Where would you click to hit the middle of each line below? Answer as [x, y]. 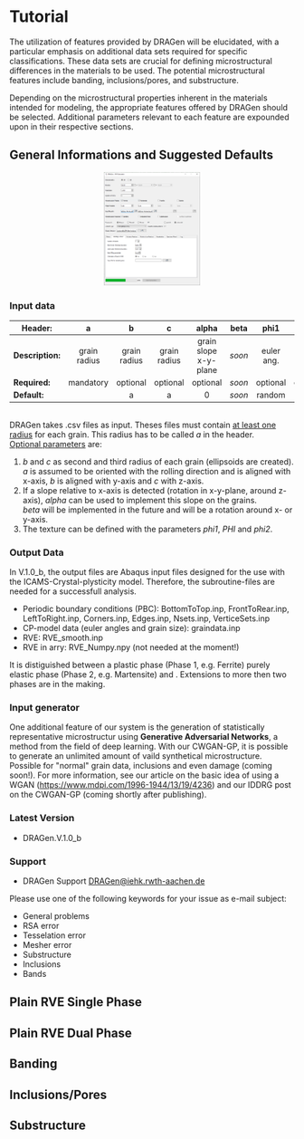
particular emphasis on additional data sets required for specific [128, 51]
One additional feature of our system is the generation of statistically [137, 727]
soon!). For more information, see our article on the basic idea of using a [144, 775]
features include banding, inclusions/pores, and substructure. [124, 80]
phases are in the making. [57, 684]
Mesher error [47, 944]
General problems [56, 915]
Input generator [44, 708]
